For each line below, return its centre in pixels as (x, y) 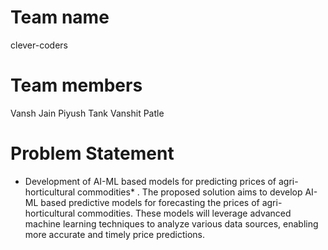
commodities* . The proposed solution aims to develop (190, 192)
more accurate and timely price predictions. (114, 234)
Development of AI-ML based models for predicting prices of (150, 181)
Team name (60, 17)
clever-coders (39, 45)
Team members (76, 85)
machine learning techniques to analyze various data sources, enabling (171, 223)
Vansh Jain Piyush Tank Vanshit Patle (87, 113)
